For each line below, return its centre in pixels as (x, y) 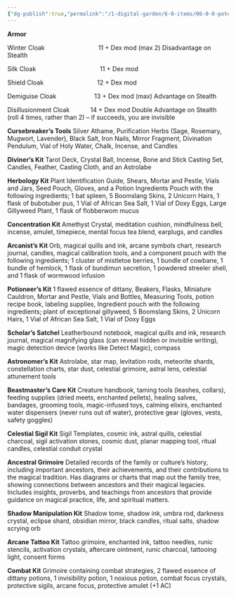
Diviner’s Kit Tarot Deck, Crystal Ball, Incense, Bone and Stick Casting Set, (116, 159)
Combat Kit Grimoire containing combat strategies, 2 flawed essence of (112, 570)
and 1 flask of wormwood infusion (56, 275)
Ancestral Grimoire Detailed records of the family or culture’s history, (108, 462)
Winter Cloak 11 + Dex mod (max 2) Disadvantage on (109, 47)
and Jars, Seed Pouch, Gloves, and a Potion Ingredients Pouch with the (110, 188)
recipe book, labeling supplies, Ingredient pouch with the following (104, 304)
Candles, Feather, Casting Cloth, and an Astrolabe (79, 167)
